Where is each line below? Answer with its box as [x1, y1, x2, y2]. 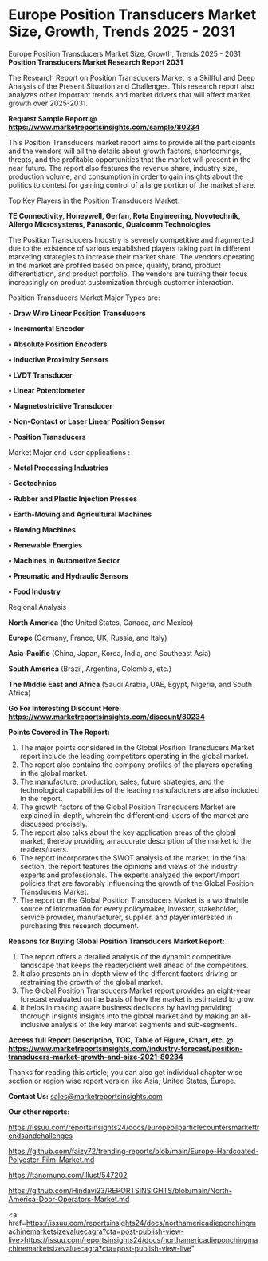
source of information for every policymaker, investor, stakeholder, [19, 903, 238, 913]
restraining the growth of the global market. [19, 977, 164, 986]
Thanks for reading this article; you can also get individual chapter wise [8, 1067, 243, 1077]
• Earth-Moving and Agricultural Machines [8, 509, 152, 519]
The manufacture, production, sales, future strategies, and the [19, 777, 225, 786]
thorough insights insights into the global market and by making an [19, 1011, 239, 1021]
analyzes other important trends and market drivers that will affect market [8, 89, 250, 99]
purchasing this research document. [19, 920, 140, 931]
